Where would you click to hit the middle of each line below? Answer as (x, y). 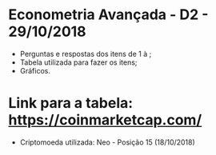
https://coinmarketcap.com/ (105, 120)
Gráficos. (35, 70)
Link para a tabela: (71, 103)
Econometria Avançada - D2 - (108, 15)
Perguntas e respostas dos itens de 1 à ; (86, 54)
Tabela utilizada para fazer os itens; (78, 62)
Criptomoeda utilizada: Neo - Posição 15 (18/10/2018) (108, 142)
